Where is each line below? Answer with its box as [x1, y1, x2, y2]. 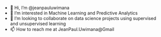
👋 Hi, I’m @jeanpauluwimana [10, 5, 70, 10]
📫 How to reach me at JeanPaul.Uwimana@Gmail [10, 26, 115, 32]
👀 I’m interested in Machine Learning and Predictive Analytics [10, 10, 138, 16]
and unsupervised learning [10, 20, 66, 26]
